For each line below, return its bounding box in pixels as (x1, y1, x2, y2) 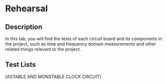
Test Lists (5, 60, 36, 69)
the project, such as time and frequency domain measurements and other (5, 41, 157, 47)
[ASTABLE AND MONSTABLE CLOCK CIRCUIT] (5, 74, 102, 80)
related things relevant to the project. (5, 46, 81, 52)
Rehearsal (5, 3, 48, 14)
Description (5, 23, 42, 31)
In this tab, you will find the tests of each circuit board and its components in (5, 36, 163, 42)
